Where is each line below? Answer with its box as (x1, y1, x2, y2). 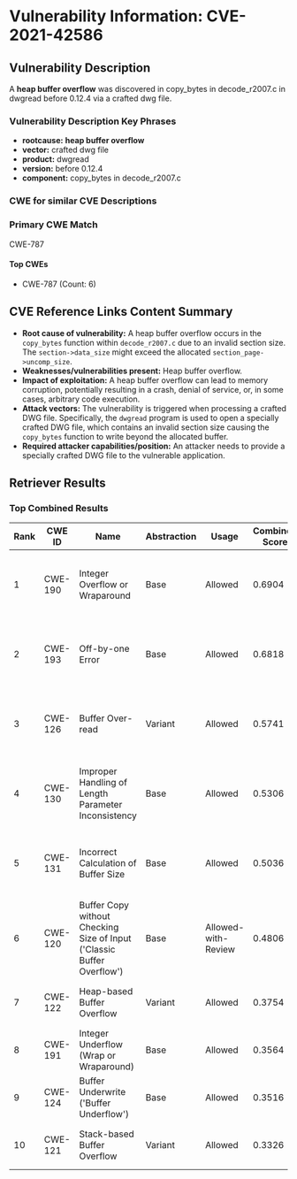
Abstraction (145, 531, 197, 543)
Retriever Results (9, 475, 106, 490)
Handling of (79, 777, 128, 789)
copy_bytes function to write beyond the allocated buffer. (21, 431, 229, 441)
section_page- (212, 348, 265, 357)
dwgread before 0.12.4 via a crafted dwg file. (9, 93, 172, 103)
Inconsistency (79, 809, 137, 822)
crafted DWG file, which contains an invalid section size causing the (21, 422, 270, 433)
